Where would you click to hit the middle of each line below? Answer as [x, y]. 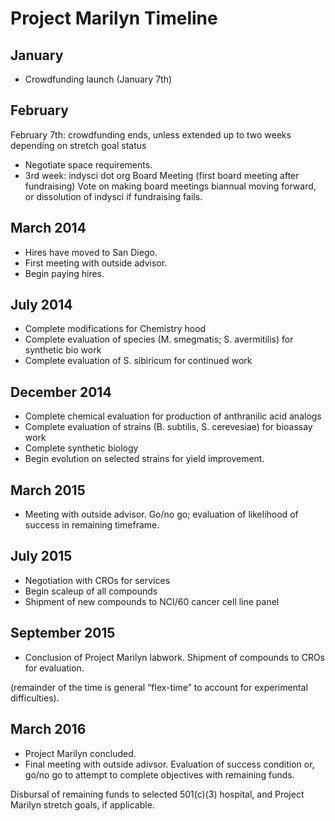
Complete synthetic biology [81, 448]
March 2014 [48, 228]
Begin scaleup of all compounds [91, 591]
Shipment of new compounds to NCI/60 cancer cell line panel [152, 601]
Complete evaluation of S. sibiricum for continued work [138, 361]
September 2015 [63, 633]
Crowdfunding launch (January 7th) [98, 79]
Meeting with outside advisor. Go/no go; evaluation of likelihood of [161, 514]
